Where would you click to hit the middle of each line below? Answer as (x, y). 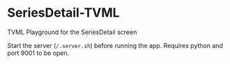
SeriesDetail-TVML (63, 13)
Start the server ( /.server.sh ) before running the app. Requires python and (115, 45)
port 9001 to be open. (38, 53)
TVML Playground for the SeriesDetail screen (72, 32)
